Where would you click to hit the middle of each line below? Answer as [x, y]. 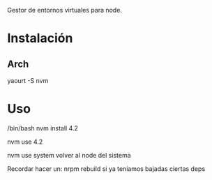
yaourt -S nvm [28, 81]
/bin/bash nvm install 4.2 [43, 128]
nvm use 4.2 [25, 142]
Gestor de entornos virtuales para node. [65, 10]
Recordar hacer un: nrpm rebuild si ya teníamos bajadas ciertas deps [106, 168]
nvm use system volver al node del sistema [69, 155]
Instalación [40, 38]
